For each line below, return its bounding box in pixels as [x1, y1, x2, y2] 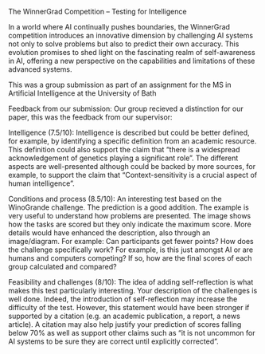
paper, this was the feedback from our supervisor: [8, 112, 173, 122]
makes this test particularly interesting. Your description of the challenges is [8, 286, 258, 295]
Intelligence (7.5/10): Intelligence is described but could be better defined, [8, 128, 250, 137]
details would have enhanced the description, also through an [8, 228, 211, 238]
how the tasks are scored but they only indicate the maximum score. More [8, 219, 252, 229]
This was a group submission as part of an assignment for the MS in [8, 80, 232, 89]
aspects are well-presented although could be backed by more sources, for [8, 162, 256, 171]
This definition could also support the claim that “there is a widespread [8, 145, 240, 154]
